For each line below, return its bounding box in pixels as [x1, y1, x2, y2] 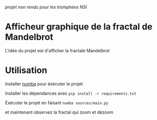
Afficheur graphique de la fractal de [5, 21, 153, 32]
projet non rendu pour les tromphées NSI [5, 4, 87, 10]
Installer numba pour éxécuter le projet [5, 80, 83, 87]
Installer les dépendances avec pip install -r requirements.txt [5, 90, 137, 96]
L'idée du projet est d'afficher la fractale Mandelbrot [5, 47, 110, 53]
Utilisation [5, 65, 47, 76]
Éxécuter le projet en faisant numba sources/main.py [5, 100, 109, 105]
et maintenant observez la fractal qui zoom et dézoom [5, 109, 114, 115]
